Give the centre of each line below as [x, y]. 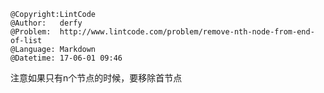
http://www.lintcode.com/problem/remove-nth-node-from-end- [187, 32]
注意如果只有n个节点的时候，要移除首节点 [96, 78]
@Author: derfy [46, 23]
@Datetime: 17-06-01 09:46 [66, 58]
